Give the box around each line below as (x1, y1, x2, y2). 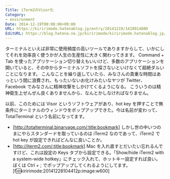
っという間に (5, 77, 32, 83)
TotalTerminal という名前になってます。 (5, 114, 88, 119)
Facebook (5, 84, 26, 89)
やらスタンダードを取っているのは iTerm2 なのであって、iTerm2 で (21, 130, 160, 136)
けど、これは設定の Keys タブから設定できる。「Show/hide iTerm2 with (17, 150, 164, 155)
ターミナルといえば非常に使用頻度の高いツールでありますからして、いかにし (5, 46, 164, 51)
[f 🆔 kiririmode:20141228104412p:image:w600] (12, 168, 110, 174)
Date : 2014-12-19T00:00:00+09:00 (5, 21, 76, 27)
